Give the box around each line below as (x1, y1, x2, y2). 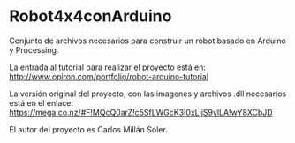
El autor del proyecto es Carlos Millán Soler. (9, 124, 168, 134)
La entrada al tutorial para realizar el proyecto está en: (9, 62, 206, 72)
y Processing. (9, 44, 59, 55)
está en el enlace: (9, 97, 73, 108)
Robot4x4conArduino (9, 6, 172, 26)
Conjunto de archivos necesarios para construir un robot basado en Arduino (9, 35, 287, 46)
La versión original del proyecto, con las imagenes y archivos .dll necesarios (9, 88, 287, 99)
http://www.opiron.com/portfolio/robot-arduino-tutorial (9, 71, 209, 81)
